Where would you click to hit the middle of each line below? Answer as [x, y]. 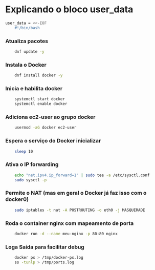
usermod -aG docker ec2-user [46, 128]
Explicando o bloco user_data [69, 9]
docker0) [17, 199]
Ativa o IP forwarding [32, 164]
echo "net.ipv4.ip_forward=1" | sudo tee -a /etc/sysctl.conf [82, 175]
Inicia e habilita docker [34, 88]
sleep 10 [24, 151]
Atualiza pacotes [27, 41]
